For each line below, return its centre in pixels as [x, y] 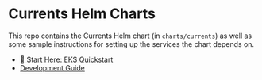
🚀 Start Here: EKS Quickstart [66, 59]
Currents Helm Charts [82, 14]
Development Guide [52, 67]
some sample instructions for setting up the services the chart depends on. [131, 44]
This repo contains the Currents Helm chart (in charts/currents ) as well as [130, 36]
